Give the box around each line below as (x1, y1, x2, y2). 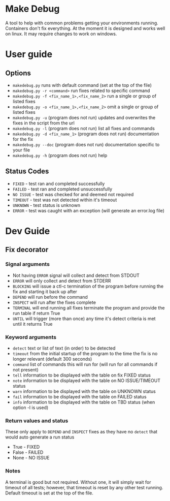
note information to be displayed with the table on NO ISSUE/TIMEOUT (12, 377, 161, 384)
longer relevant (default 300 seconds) (12, 356, 92, 362)
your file (12, 147, 30, 153)
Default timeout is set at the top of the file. (5, 490, 94, 496)
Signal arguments (5, 261, 50, 268)
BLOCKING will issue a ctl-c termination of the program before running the (12, 283, 164, 289)
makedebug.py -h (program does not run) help (12, 152, 108, 158)
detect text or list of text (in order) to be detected (12, 345, 116, 351)
